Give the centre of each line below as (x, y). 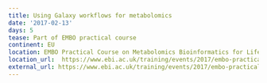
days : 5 (21, 30)
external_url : (32, 67)
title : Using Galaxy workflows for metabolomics (90, 15)
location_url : (32, 60)
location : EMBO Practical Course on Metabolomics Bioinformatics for (126, 52)
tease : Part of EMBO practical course (72, 38)
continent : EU (32, 45)
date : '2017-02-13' (41, 23)
